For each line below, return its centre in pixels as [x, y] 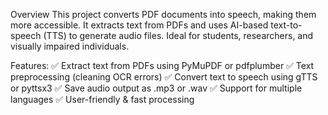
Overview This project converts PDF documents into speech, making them [163, 14]
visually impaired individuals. [70, 46]
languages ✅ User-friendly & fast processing [102, 99]
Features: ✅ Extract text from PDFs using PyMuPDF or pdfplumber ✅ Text [162, 65]
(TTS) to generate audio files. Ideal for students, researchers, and [178, 35]
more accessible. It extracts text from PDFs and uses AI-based [139, 25]
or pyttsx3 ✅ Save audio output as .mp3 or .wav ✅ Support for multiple [156, 88]
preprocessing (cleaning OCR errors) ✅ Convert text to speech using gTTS [164, 77]
